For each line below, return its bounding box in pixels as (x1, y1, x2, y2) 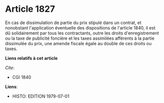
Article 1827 (5, 3, 55, 15)
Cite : (5, 65, 15, 71)
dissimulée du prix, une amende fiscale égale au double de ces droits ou (5, 40, 152, 46)
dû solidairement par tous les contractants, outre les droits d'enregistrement (5, 30, 159, 36)
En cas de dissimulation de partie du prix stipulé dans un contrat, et (5, 20, 141, 26)
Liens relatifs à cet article (5, 55, 58, 61)
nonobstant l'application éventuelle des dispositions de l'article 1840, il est (5, 25, 156, 30)
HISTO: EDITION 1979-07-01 (12, 93, 70, 99)
